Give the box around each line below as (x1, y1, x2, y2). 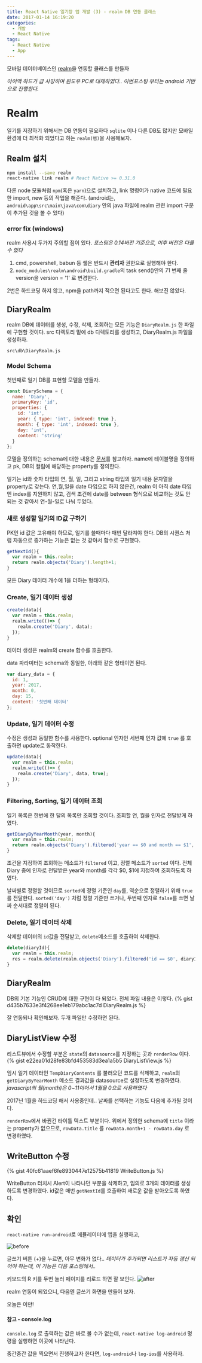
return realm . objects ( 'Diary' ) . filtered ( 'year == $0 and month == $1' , (12, 842, 195, 848)
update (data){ (7, 754, 42, 760)
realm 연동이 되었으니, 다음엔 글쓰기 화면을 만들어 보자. (7, 1288, 135, 1295)
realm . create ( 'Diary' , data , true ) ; (17, 770, 109, 776)
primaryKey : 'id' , (12, 399, 59, 405)
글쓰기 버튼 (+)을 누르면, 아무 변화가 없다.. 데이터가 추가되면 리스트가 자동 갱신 (7, 1255, 189, 1263)
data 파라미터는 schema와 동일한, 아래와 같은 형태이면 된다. (7, 659, 147, 666)
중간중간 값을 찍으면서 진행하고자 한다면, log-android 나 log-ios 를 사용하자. (7, 1350, 184, 1358)
